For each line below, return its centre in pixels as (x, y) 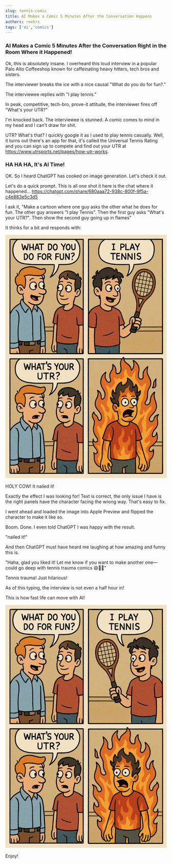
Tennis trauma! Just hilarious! (36, 578)
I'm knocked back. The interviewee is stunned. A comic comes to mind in (82, 120)
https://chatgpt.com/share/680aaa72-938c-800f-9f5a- (90, 191)
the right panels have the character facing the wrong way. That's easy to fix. (86, 502)
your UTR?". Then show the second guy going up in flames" (69, 217)
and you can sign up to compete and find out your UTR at (66, 146)
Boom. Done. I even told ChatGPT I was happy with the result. (70, 527)
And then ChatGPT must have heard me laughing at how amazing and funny (85, 547)
